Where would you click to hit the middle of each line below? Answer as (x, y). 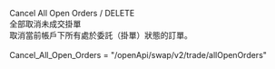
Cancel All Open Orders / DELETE (72, 13)
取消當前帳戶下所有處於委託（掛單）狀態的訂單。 (101, 35)
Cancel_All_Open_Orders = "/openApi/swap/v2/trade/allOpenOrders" (138, 55)
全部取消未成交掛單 (45, 24)
